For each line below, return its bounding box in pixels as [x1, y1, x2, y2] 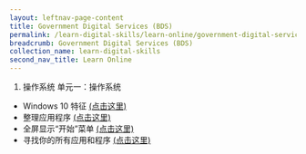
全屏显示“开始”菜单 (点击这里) [22, 123, 135, 134]
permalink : [9, 30, 51, 39]
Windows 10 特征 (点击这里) [22, 101, 127, 111]
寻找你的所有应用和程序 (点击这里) [22, 135, 151, 145]
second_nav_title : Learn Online [9, 55, 132, 64]
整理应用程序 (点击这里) [22, 112, 111, 122]
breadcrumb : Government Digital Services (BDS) [9, 38, 194, 48]
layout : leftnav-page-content [9, 13, 125, 23]
